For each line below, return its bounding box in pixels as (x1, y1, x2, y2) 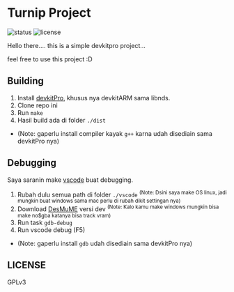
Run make (17, 108, 43, 116)
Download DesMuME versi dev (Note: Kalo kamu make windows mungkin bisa (17, 203, 219, 213)
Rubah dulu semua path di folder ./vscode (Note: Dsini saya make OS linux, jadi (17, 189, 227, 199)
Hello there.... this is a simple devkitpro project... (7, 41, 146, 49)
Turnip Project (7, 5, 91, 21)
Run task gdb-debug (17, 218, 73, 226)
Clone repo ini (17, 101, 58, 109)
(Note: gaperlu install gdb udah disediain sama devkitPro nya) (17, 239, 193, 247)
